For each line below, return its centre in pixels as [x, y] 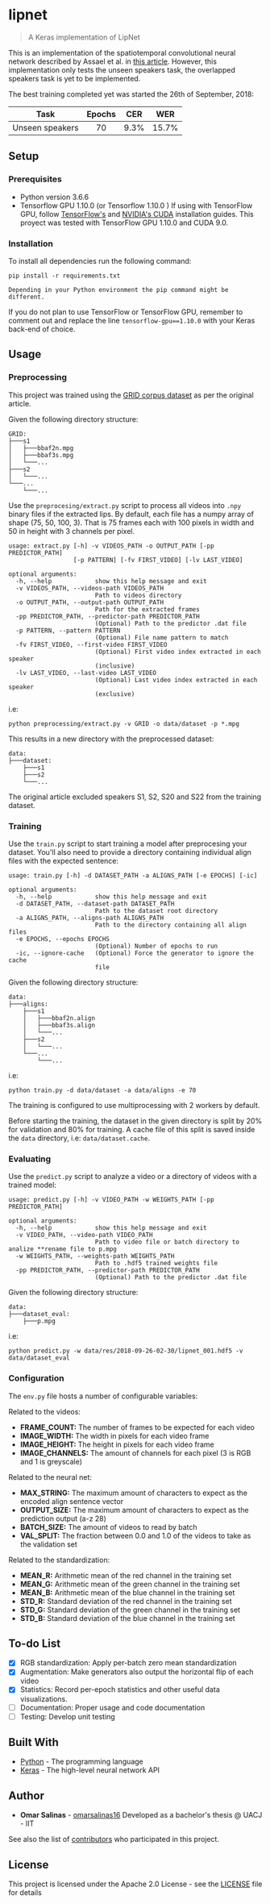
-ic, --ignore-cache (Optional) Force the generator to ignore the [135, 953]
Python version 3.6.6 [54, 197]
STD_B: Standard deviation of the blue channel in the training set [127, 1618]
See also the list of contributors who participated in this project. [114, 1839]
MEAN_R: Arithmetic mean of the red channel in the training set [126, 1575]
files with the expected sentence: [64, 860]
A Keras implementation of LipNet [84, 37]
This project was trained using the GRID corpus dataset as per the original [131, 395]
